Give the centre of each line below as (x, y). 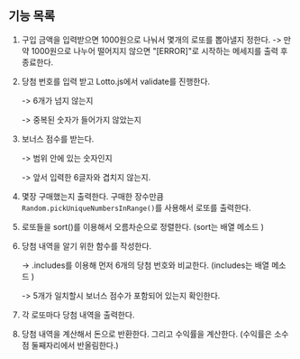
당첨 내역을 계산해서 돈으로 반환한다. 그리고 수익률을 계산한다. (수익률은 (146, 334)
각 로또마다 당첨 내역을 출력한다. (78, 315)
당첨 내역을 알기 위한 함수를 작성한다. (86, 245)
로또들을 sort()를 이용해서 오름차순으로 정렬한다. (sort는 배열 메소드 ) (143, 226)
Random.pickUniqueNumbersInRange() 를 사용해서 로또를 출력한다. (136, 207)
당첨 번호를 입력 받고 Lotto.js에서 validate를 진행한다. (116, 81)
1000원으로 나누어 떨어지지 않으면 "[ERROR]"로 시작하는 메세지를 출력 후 (159, 51)
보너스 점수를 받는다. (58, 139)
